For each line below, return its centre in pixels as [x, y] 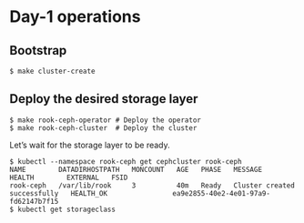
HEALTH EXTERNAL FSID [69, 177]
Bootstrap [38, 51]
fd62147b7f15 [34, 201]
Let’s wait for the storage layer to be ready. [90, 145]
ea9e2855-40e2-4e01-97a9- [222, 193]
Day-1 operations [75, 17]
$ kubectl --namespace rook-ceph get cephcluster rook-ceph [126, 161]
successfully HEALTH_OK [58, 193]
